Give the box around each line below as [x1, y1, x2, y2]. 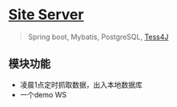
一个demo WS [19, 89, 66, 99]
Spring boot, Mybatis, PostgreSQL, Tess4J [27, 32, 169, 42]
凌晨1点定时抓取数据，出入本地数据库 [19, 80, 143, 89]
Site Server [8, 6, 84, 24]
